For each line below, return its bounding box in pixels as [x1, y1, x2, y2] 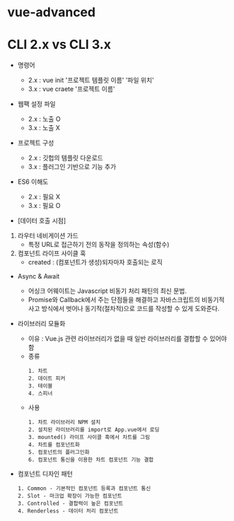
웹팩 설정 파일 [17, 100, 56, 108]
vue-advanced [7, 4, 96, 21]
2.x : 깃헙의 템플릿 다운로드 [28, 153, 104, 163]
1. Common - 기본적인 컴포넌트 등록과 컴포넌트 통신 [17, 485, 151, 492]
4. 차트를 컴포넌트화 [28, 441, 80, 449]
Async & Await [17, 272, 60, 281]
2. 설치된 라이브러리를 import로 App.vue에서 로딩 [28, 426, 160, 433]
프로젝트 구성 [17, 139, 54, 147]
